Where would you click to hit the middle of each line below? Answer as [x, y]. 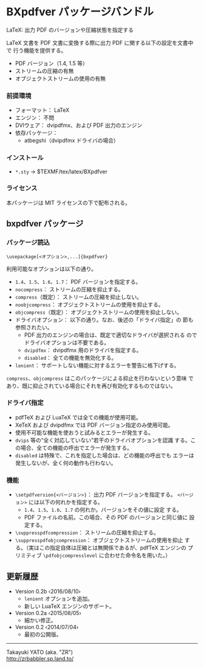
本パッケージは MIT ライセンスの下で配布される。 [68, 202]
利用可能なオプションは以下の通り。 [52, 269]
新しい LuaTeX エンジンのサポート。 [70, 606]
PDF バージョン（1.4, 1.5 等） [51, 63]
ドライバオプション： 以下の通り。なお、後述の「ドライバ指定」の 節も [104, 320]
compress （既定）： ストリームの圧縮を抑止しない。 [79, 297]
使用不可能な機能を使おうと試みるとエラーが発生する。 [84, 432]
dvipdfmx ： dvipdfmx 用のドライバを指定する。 [83, 350]
